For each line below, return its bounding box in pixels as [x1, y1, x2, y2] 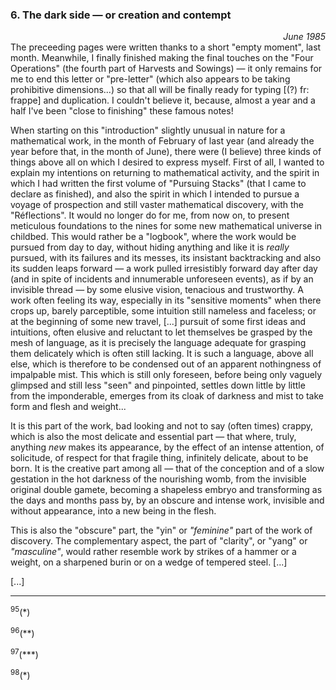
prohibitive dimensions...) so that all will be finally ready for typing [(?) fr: [10, 84, 310, 96]
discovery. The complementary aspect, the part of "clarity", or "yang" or [10, 535, 308, 547]
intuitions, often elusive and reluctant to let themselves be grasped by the [10, 326, 313, 338]
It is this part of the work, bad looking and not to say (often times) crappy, [10, 420, 314, 432]
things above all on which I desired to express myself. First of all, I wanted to [10, 156, 325, 168]
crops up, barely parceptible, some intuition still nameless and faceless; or [10, 305, 317, 317]
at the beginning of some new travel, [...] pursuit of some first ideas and [10, 316, 307, 328]
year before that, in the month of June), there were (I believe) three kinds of [10, 146, 322, 158]
